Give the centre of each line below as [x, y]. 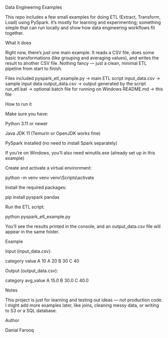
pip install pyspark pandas [32, 197]
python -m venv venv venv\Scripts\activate [50, 178]
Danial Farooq [20, 330]
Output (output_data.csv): [32, 271]
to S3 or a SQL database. [31, 311]
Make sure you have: [27, 114]
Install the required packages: [36, 187]
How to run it [19, 104]
